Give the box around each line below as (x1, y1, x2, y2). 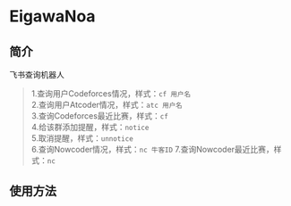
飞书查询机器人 (9, 70, 64, 79)
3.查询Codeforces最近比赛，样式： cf (30, 111, 168, 121)
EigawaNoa (9, 6, 96, 27)
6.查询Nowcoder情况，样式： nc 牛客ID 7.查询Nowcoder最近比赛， (30, 144, 275, 154)
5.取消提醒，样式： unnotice (30, 133, 134, 144)
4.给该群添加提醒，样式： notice (30, 122, 150, 132)
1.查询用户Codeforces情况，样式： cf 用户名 (30, 88, 191, 99)
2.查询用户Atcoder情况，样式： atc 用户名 (30, 100, 183, 110)
